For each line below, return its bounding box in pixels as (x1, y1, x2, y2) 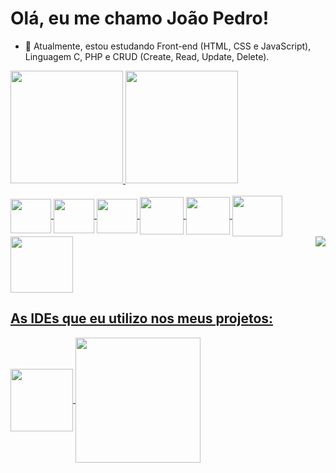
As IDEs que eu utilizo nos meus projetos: (10, 310, 274, 327)
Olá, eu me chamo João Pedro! (10, 7, 270, 30)
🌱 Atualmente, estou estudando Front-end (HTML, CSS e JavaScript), (24, 40, 312, 52)
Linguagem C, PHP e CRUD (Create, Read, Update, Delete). (24, 50, 270, 62)
